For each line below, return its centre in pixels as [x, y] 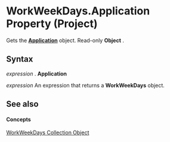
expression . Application [37, 74]
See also [22, 104]
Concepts [18, 119]
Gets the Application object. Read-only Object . [65, 40]
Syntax [20, 59]
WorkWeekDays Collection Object [48, 132]
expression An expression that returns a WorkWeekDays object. [86, 85]
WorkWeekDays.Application [78, 11]
